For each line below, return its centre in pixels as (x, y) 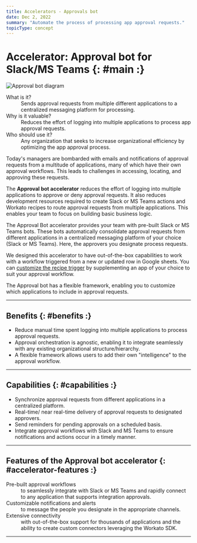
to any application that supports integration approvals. (86, 497)
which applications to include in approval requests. (67, 292)
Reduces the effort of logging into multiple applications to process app (106, 122)
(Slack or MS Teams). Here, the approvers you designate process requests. (97, 244)
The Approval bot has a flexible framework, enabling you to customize (91, 285)
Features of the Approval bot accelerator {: (86, 461)
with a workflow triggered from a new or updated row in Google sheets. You (98, 262)
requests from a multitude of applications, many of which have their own (94, 165)
